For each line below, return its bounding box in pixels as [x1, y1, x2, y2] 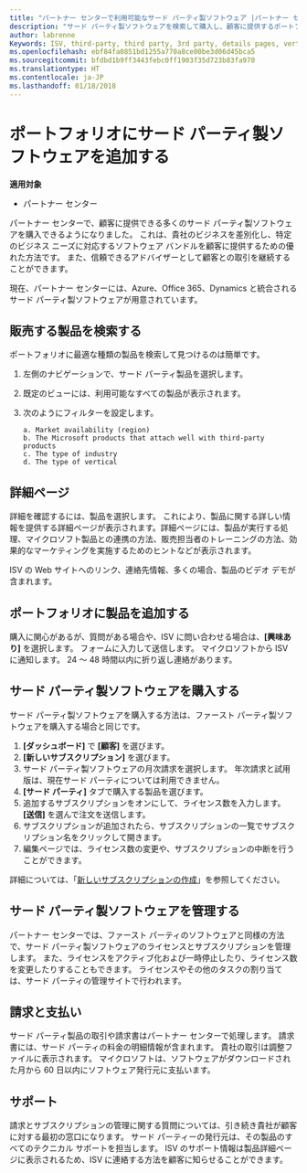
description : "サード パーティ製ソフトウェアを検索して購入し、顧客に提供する [9, 22, 275, 31]
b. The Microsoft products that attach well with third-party [22, 433, 265, 443]
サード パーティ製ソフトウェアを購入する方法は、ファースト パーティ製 [9, 709, 277, 720]
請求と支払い [9, 1005, 82, 1020]
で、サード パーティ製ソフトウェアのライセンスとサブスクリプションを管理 [9, 941, 291, 952]
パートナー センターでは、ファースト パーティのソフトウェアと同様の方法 [9, 929, 285, 940]
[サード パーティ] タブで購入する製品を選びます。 [22, 785, 208, 796]
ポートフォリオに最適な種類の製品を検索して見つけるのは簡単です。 [9, 349, 265, 360]
